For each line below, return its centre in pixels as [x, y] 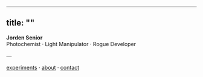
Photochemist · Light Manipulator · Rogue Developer [71, 44]
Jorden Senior [24, 38]
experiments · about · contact [43, 67]
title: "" [21, 23]
